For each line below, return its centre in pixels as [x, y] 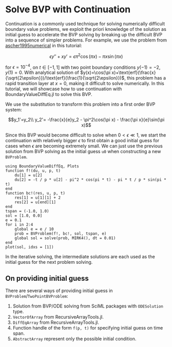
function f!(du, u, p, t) [33, 171]
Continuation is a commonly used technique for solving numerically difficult [85, 24]
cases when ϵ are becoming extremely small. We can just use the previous [84, 146]
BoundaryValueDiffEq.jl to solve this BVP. [49, 94]
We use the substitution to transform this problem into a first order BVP [80, 104]
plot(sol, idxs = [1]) [30, 247]
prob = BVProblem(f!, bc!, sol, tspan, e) [61, 234]
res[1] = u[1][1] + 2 [37, 198]
